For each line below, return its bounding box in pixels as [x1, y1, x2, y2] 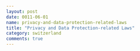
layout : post [6, 8, 38, 15]
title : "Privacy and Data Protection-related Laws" [6, 25, 135, 31]
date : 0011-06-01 [6, 14, 49, 20]
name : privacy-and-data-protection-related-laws [6, 19, 127, 25]
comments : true [6, 36, 43, 42]
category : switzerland [6, 30, 62, 36]
